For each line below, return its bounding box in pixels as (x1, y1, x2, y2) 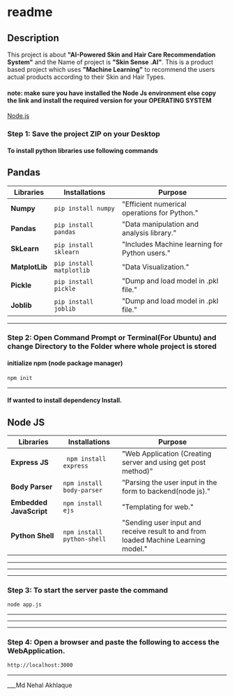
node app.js (7, 601, 42, 608)
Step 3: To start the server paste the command (7, 585, 169, 595)
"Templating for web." (121, 502, 194, 512)
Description (7, 32, 59, 44)
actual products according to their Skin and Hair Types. (7, 73, 166, 81)
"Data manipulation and (121, 219, 199, 229)
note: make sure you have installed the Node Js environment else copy (7, 89, 217, 97)
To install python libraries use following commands (7, 146, 159, 154)
